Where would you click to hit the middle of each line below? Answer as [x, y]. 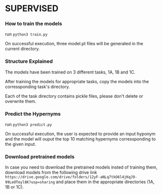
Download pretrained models [40, 157]
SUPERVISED [32, 9]
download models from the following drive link [51, 173]
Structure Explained [29, 61]
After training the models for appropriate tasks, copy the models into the [77, 81]
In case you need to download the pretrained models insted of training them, [81, 167]
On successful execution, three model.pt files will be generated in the [74, 44]
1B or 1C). [15, 187]
